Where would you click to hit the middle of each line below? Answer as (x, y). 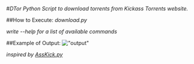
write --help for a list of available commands (62, 31)
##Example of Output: (34, 43)
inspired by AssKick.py (35, 55)
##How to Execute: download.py (47, 20)
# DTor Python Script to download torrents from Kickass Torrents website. (97, 9)
